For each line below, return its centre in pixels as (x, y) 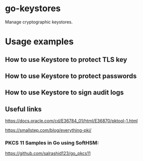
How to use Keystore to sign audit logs (64, 93)
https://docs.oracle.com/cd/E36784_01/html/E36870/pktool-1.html (71, 121)
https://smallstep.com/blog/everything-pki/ (48, 130)
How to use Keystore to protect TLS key (66, 60)
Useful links (24, 109)
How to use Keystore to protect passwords (71, 76)
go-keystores (33, 9)
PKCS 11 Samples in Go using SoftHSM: (52, 143)
